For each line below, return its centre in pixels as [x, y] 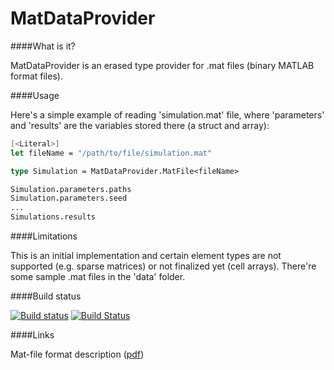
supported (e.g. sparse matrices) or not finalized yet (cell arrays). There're [163, 266]
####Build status [46, 296]
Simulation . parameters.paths [71, 189]
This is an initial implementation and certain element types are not [146, 256]
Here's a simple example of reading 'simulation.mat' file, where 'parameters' [167, 114]
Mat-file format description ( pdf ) [77, 354]
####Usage [35, 95]
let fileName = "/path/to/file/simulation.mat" [111, 153]
